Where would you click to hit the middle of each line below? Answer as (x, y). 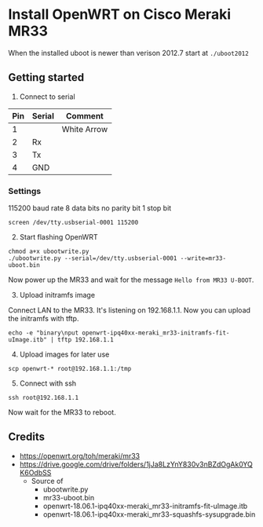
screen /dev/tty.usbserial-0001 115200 (73, 223)
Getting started (46, 77)
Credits (27, 437)
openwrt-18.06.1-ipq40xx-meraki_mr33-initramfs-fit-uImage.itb (145, 506)
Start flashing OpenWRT (58, 237)
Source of (47, 481)
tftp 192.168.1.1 (86, 340)
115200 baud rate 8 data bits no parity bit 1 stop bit (90, 208)
